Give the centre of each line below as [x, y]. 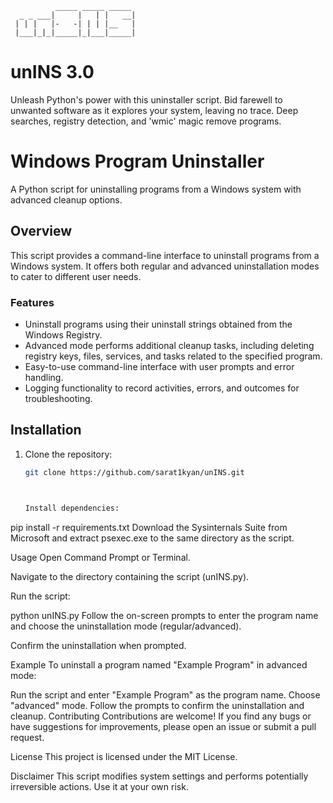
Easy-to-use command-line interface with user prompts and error [159, 366]
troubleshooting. [58, 398]
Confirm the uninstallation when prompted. [98, 645]
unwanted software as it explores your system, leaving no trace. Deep [154, 110]
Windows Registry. [63, 334]
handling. [44, 377]
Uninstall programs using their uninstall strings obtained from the [158, 324]
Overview [41, 231]
